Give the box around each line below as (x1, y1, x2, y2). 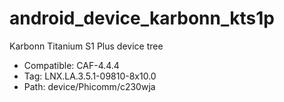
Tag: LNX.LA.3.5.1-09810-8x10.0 (23, 70, 157, 82)
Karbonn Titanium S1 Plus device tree (9, 40, 164, 52)
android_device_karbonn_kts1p (9, 7, 275, 30)
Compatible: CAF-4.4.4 (23, 59, 120, 71)
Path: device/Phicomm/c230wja (23, 80, 156, 92)
